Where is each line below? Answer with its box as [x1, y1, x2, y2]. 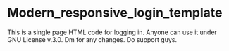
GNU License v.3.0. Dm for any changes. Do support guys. [7, 35, 178, 43]
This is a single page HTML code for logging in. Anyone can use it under [7, 28, 217, 36]
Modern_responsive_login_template [7, 5, 223, 21]
